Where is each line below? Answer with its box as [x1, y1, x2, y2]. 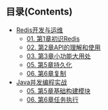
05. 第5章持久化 [26, 61, 72, 69]
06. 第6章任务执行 [26, 95, 79, 104]
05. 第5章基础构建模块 [26, 86, 91, 95]
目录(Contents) [6, 6, 73, 18]
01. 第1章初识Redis [26, 34, 81, 42]
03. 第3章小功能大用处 [26, 52, 91, 60]
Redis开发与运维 [15, 26, 64, 34]
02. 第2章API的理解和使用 [26, 43, 101, 52]
